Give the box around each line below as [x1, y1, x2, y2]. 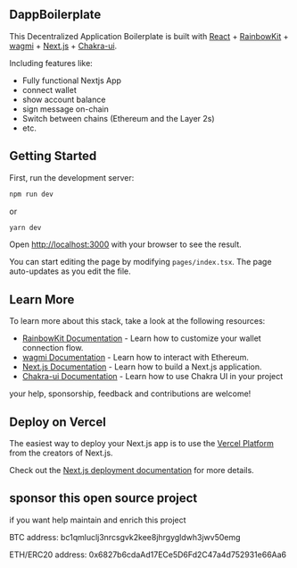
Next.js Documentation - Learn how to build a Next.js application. [21, 361, 262, 372]
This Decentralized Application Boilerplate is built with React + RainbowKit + [9, 30, 289, 41]
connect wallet [21, 84, 78, 95]
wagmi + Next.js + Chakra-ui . [9, 40, 118, 51]
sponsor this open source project [9, 491, 198, 506]
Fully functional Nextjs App [21, 75, 122, 86]
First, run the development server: [9, 172, 135, 182]
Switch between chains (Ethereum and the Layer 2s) [21, 113, 216, 123]
